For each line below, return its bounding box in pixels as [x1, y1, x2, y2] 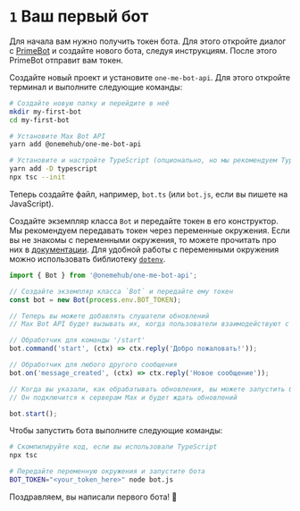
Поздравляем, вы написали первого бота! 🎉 [9, 491, 178, 502]
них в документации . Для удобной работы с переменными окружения [9, 244, 279, 255]
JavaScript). [9, 198, 54, 209]
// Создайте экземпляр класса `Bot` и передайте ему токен [9, 287, 234, 296]
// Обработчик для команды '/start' [9, 336, 146, 345]
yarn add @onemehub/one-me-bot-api [9, 140, 142, 149]
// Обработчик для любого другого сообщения [9, 360, 178, 370]
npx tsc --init [9, 172, 66, 182]
